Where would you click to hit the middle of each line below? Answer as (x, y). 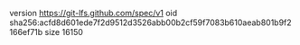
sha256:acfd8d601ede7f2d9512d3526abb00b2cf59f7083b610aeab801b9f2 (150, 22)
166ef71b (26, 32)
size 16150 (64, 32)
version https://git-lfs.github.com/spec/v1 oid (94, 13)
